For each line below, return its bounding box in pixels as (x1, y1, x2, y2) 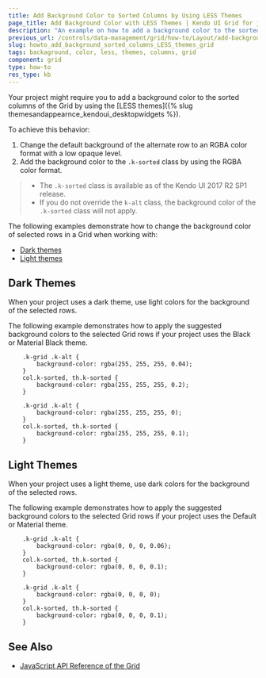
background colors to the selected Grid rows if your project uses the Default (8, 511, 257, 521)
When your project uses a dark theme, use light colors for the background (8, 297, 250, 307)
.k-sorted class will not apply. (39, 205, 138, 215)
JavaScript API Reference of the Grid (19, 661, 141, 671)
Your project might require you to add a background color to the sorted (8, 92, 240, 102)
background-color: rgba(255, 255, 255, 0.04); (36, 360, 193, 369)
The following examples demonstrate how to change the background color (8, 221, 252, 231)
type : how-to (8, 63, 51, 71)
